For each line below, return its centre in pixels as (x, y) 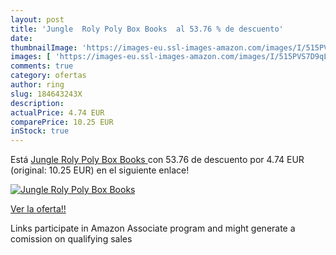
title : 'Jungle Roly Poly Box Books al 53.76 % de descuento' (147, 29)
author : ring (37, 85)
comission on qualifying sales (71, 239)
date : (21, 38)
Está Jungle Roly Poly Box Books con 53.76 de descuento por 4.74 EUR (157, 160)
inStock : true (40, 131)
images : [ (31, 57)
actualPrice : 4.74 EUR (57, 112)
